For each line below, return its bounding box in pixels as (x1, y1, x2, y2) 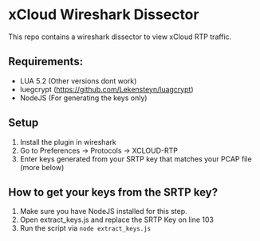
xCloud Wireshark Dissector (8, 6, 199, 24)
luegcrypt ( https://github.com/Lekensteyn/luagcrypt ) (19, 84, 194, 94)
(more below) (19, 162, 65, 172)
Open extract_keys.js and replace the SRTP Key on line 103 (19, 215, 214, 224)
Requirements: (8, 55, 84, 68)
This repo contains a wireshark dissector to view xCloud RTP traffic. (8, 32, 232, 41)
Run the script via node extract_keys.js (19, 224, 152, 233)
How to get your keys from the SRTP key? (8, 185, 218, 199)
